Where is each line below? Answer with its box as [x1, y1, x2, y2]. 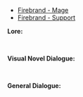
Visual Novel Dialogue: [7, 54, 75, 63]
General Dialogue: [7, 82, 61, 90]
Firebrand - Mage [17, 6, 69, 14]
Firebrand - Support [17, 13, 76, 22]
